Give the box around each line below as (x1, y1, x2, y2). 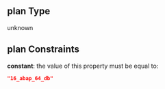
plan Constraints (7, 44, 80, 55)
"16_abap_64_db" (7, 75, 53, 81)
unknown (7, 23, 34, 31)
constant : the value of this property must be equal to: (7, 62, 159, 70)
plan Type (7, 5, 51, 17)
